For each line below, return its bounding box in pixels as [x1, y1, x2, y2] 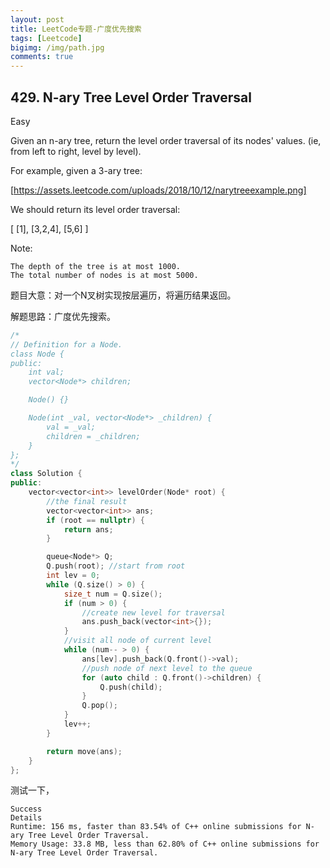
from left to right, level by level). [10, 145, 142, 157]
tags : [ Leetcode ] [10, 33, 83, 43]
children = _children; [46, 431, 141, 441]
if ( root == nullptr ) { [46, 515, 145, 525]
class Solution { [10, 469, 83, 479]
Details [10, 813, 43, 823]
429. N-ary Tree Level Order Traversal [10, 89, 252, 106]
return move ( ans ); [46, 746, 123, 756]
